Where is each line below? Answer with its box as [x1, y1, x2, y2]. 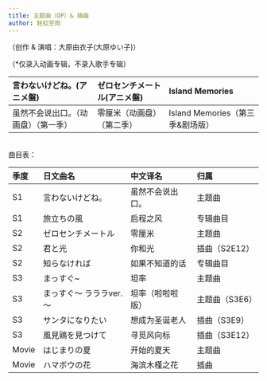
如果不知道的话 [130, 257, 187, 269]
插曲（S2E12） [196, 242, 254, 253]
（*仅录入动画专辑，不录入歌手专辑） [8, 59, 131, 69]
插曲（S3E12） [196, 329, 254, 340]
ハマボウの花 [42, 359, 91, 371]
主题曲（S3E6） [196, 293, 257, 304]
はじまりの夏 [42, 344, 91, 355]
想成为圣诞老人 [130, 314, 187, 325]
